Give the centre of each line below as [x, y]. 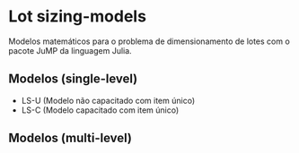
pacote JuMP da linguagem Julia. [70, 50]
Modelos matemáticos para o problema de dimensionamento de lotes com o [149, 41]
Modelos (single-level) [73, 79]
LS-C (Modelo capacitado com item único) [100, 110]
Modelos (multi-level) [70, 138]
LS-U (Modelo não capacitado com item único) [108, 100]
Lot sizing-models [78, 17]
